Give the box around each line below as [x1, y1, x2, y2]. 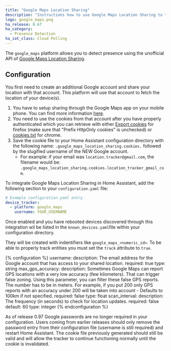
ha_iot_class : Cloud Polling [5, 36, 67, 41]
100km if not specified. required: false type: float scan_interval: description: [5, 293, 164, 299]
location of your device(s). [5, 95, 61, 101]
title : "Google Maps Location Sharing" [5, 7, 90, 13]
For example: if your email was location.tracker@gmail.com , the [20, 153, 154, 160]
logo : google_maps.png [5, 17, 53, 22]
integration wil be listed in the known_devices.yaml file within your [5, 224, 140, 230]
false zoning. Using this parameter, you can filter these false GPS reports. [5, 277, 159, 283]
